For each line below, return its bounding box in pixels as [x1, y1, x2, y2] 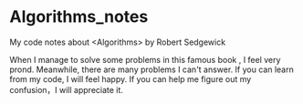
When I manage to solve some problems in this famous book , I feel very [9, 54, 281, 65]
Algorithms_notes [9, 6, 149, 27]
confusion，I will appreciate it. [9, 84, 123, 95]
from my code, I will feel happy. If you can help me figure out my [9, 73, 252, 84]
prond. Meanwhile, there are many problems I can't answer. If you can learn [9, 64, 294, 75]
